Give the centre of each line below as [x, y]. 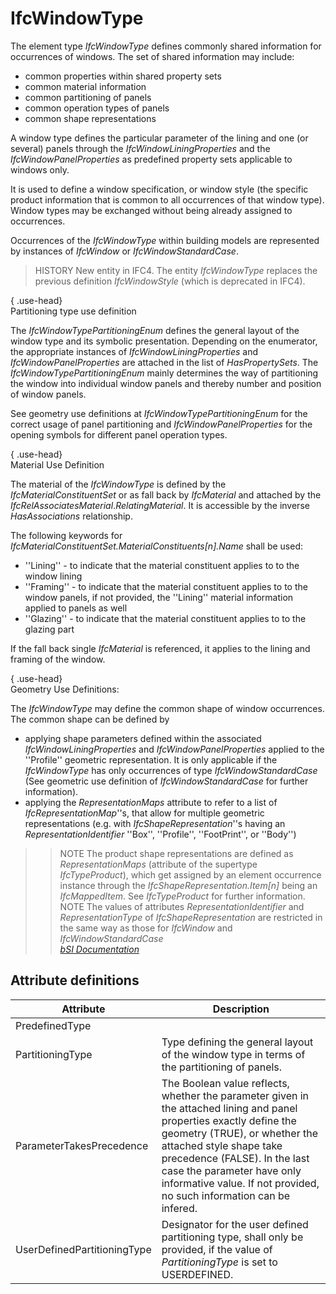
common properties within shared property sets [123, 76]
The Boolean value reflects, [225, 1083]
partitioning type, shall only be [232, 1237]
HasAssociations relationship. [71, 516]
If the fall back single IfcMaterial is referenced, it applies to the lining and [160, 648]
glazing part [49, 629]
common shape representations [90, 118]
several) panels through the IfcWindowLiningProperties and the [140, 148]
